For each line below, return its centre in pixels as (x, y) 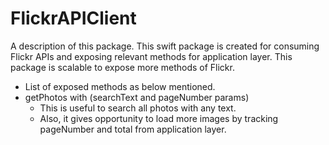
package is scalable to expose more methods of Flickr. (122, 67)
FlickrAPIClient (73, 18)
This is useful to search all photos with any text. (138, 108)
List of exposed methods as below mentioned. (120, 86)
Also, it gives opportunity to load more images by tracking (159, 118)
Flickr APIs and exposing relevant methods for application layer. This (151, 56)
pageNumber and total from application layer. (133, 129)
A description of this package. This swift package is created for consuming (165, 46)
